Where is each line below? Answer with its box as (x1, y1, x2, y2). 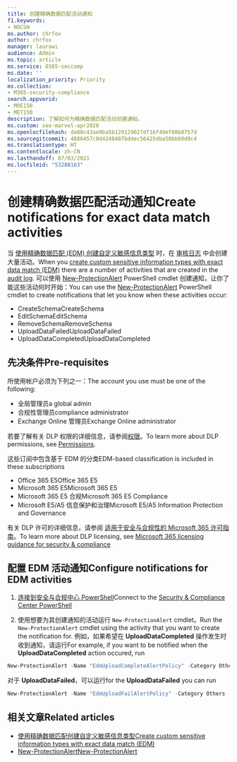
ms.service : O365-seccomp (7, 63, 83, 70)
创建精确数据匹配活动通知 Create (7, 194, 196, 210)
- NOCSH (7, 23, 30, 30)
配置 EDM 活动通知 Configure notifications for (7, 562, 208, 574)
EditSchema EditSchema (17, 311, 87, 320)
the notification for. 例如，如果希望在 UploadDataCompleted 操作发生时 (17, 632, 227, 641)
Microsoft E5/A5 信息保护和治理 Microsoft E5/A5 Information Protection (17, 501, 224, 509)
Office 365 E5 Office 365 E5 (17, 476, 98, 484)
